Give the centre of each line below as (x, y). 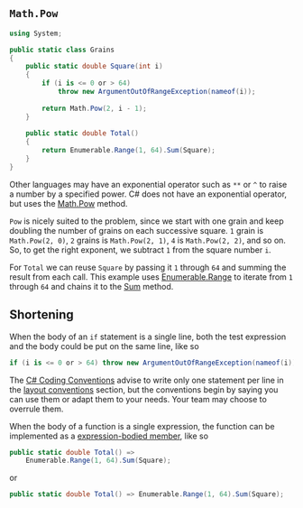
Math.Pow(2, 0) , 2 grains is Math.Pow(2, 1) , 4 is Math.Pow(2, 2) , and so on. (148, 240)
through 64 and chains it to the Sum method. (92, 286)
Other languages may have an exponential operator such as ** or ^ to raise (148, 184)
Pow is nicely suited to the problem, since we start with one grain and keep (147, 221)
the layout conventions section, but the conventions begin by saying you (144, 389)
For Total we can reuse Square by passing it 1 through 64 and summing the (148, 267)
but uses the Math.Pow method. (69, 203)
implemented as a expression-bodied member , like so (109, 436)
